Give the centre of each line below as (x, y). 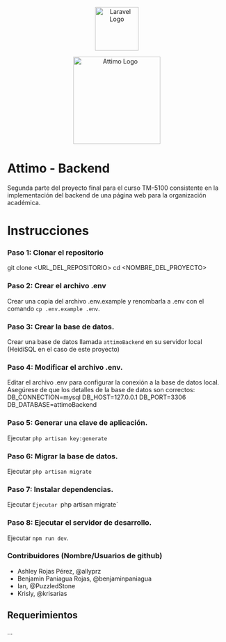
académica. (24, 202)
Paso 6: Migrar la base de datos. (63, 456)
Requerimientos (42, 615)
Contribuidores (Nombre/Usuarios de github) (85, 556)
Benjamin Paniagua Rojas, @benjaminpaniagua (84, 578)
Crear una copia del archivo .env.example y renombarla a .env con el (106, 301)
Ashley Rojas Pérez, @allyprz (59, 571)
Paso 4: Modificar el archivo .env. (65, 367)
